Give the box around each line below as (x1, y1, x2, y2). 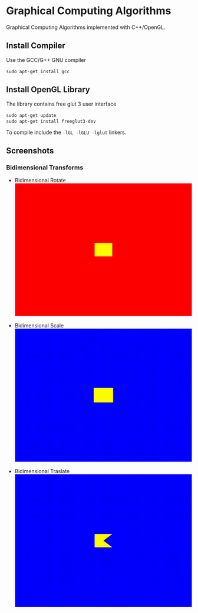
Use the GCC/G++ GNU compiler (6, 56, 87, 63)
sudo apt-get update (6, 112, 57, 119)
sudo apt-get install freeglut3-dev (6, 118, 96, 124)
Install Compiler (6, 41, 66, 51)
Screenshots (6, 146, 54, 156)
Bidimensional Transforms (6, 163, 84, 172)
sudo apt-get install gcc (6, 68, 70, 74)
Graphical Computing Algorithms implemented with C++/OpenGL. (6, 24, 166, 31)
